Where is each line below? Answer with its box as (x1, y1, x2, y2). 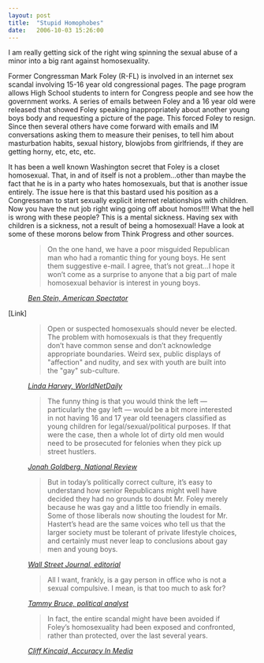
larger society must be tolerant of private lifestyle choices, (46, 528, 237, 538)
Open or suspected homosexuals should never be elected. (46, 324, 237, 334)
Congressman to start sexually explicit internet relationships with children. (8, 196, 248, 205)
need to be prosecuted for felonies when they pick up (46, 439, 222, 448)
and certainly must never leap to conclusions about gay (46, 536, 228, 545)
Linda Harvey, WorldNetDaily (28, 381, 123, 391)
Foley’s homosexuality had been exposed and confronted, (46, 623, 236, 632)
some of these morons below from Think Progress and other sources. (8, 230, 234, 239)
